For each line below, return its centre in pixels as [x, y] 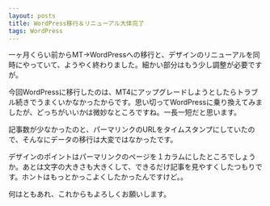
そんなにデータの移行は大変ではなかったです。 [100, 140]
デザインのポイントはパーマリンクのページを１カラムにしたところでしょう [132, 157]
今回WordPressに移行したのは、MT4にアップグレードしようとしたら [122, 92]
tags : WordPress [36, 31]
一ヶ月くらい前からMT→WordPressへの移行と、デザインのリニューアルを [131, 55]
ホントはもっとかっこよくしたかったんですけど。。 [105, 177]
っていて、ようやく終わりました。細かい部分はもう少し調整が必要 [139, 65]
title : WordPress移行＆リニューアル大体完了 [76, 23]
